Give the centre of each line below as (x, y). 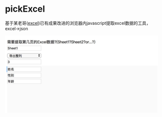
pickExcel (25, 9)
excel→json (16, 28)
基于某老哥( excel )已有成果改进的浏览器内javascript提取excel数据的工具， (78, 23)
